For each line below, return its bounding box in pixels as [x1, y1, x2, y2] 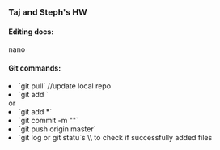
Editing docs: [8, 27, 54, 36]
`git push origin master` [19, 124, 96, 134]
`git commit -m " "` [19, 116, 79, 126]
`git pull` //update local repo [19, 81, 112, 91]
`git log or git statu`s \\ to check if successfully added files [19, 133, 213, 143]
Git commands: [8, 63, 61, 73]
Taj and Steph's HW [8, 6, 87, 18]
